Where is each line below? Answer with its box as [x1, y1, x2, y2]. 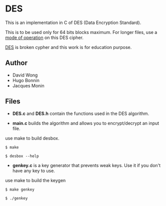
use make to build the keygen [5, 177, 66, 183]
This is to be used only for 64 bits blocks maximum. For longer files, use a [5, 29, 157, 35]
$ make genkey [5, 187, 35, 192]
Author [5, 58, 27, 67]
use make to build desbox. [5, 135, 59, 141]
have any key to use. [12, 167, 55, 173]
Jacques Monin [12, 82, 44, 88]
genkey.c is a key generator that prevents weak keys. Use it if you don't [12, 162, 161, 168]
